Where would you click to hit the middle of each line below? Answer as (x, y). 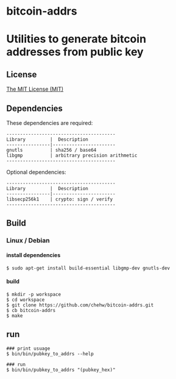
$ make (15, 316)
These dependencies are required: (50, 123)
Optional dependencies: (36, 172)
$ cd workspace (26, 300)
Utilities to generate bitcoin (76, 39)
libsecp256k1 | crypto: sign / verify (60, 199)
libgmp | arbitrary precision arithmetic (72, 155)
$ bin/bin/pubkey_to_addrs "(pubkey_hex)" (61, 370)
